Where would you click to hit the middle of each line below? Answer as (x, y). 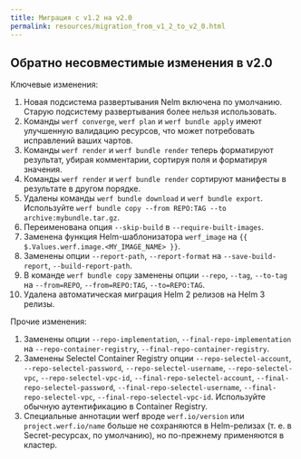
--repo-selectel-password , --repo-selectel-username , (124, 368)
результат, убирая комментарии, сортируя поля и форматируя (145, 160)
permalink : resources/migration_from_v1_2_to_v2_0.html (118, 26)
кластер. (40, 445)
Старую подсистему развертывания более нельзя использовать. (150, 112)
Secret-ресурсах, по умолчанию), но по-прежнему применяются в (154, 435)
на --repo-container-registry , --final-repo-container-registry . (146, 349)
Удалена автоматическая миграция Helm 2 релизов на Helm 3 (144, 294)
